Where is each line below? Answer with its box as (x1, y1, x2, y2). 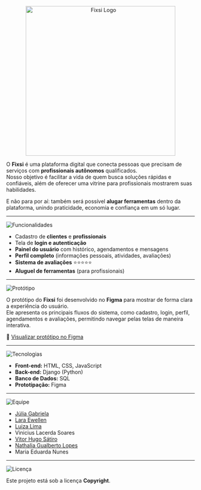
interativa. (6, 322, 31, 329)
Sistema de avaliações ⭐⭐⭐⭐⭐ (14, 259, 92, 266)
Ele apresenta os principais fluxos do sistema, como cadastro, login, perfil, (6, 309, 190, 316)
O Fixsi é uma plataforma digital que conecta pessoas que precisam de (6, 161, 182, 168)
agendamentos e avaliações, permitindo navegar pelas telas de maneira (6, 315, 184, 322)
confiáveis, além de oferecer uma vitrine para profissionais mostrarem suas (6, 180, 193, 187)
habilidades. (6, 186, 36, 193)
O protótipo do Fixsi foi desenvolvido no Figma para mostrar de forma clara (6, 297, 193, 303)
